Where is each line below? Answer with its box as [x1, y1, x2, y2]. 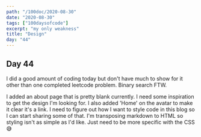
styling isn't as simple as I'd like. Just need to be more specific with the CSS [6, 118, 195, 126]
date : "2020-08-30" [6, 14, 55, 20]
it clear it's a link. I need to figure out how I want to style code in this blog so [6, 106, 195, 113]
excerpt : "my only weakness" [6, 25, 79, 32]
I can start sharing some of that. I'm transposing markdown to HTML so [6, 112, 184, 119]
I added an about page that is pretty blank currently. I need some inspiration [6, 93, 194, 100]
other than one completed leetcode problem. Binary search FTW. [6, 81, 167, 88]
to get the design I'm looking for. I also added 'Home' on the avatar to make [6, 99, 193, 106]
